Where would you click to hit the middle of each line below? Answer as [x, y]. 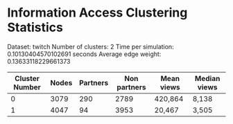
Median [207, 78]
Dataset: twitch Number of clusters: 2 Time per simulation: [91, 46]
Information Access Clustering [97, 13]
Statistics [35, 27]
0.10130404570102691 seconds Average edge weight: [84, 54]
